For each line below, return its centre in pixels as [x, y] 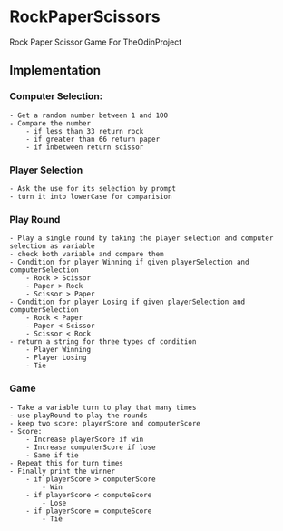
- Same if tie [52, 455]
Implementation [55, 70]
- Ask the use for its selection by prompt [93, 188]
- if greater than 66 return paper [93, 139]
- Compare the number [50, 123]
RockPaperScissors [85, 17]
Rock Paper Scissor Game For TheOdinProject [96, 42]
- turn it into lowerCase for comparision [91, 196]
